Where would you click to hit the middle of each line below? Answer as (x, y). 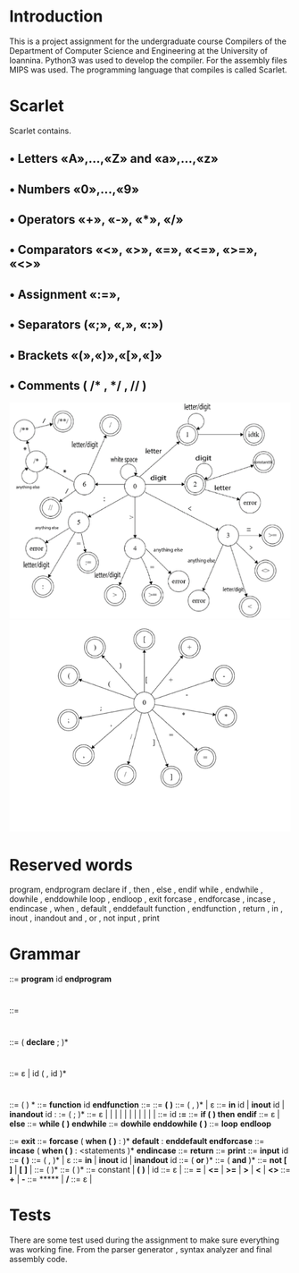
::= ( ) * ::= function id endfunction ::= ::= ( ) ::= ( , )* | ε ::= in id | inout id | (147, 1104)
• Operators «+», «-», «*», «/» (96, 220)
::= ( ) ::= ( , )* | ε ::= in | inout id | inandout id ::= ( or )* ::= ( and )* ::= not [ (148, 1159)
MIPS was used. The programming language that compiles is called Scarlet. (148, 70)
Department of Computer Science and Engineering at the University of (139, 50)
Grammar (45, 954)
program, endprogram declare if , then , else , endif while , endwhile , (136, 890)
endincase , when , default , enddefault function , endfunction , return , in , (146, 909)
